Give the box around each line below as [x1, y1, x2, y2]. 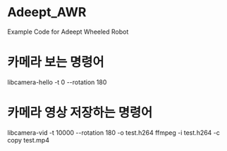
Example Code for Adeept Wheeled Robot [7, 27, 129, 36]
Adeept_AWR [7, 4, 87, 20]
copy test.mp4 [7, 136, 49, 144]
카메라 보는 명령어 [7, 54, 104, 70]
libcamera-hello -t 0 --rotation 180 [7, 78, 107, 86]
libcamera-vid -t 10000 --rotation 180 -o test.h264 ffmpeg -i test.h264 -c [7, 128, 221, 137]
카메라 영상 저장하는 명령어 [7, 105, 153, 121]
